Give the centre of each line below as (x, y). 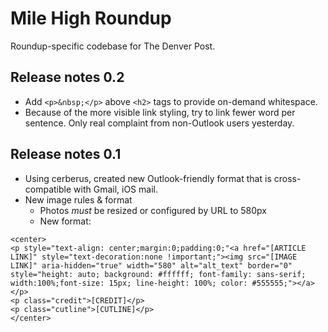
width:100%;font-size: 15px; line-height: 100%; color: (129, 283)
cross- (287, 178)
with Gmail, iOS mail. (115, 189)
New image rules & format (78, 199)
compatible (48, 189)
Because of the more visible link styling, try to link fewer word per (160, 112)
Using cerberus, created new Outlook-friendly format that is (148, 178)
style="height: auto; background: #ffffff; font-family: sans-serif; (158, 274)
